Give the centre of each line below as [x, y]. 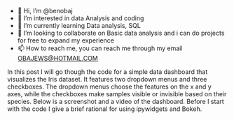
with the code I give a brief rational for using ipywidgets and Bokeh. [105, 109]
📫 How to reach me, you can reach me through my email [100, 48]
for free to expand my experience [66, 40]
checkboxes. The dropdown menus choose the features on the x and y [109, 87]
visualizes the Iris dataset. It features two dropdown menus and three [107, 79]
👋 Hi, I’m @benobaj [45, 11]
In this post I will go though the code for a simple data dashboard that [108, 72]
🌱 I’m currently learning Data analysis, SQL [79, 25]
